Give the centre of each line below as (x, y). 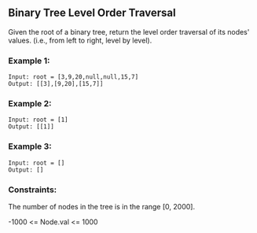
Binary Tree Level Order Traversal (92, 13)
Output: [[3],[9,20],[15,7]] (56, 84)
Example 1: (29, 61)
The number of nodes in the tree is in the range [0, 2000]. (101, 207)
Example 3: (30, 146)
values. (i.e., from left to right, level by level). (80, 40)
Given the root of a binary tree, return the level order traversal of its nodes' (129, 31)
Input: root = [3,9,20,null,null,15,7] (73, 77)
